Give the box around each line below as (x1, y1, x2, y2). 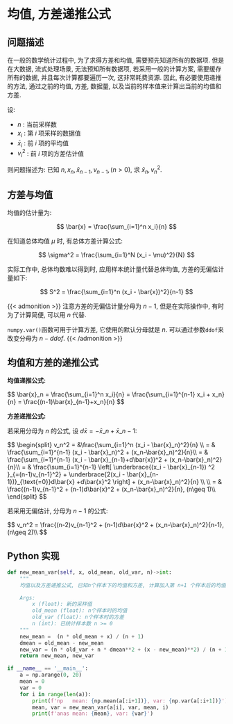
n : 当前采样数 (17, 120, 57, 129)
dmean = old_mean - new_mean (19, 639, 104, 647)
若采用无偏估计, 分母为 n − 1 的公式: (7, 507, 109, 515)
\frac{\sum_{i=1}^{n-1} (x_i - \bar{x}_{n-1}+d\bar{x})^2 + (7, 456, 169, 464)
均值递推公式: (7, 376, 46, 385)
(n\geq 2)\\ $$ (7, 528, 47, 536)
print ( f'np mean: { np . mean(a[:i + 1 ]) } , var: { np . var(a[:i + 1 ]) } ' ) (32, 697, 228, 705)
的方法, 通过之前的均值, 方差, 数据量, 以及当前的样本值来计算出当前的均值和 (7, 82, 222, 90)
